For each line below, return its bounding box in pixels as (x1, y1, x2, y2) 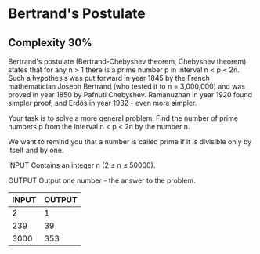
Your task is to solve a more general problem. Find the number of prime (8, 114, 239, 122)
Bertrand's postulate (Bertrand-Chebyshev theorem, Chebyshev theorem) (8, 56, 247, 66)
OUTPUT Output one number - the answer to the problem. (8, 176, 196, 185)
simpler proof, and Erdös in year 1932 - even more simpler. (8, 99, 197, 107)
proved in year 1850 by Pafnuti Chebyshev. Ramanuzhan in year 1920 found (8, 90, 253, 99)
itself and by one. (8, 146, 64, 154)
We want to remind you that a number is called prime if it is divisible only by (8, 137, 252, 146)
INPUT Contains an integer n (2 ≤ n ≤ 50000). (8, 161, 156, 169)
